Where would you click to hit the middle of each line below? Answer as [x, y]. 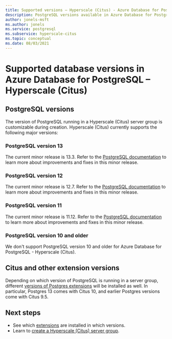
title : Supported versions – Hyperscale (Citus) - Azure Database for [82, 10]
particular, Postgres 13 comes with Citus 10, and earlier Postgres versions [83, 291]
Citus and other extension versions [62, 268]
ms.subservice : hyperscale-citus [41, 34]
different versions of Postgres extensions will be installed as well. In [77, 286]
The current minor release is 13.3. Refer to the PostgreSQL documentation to [86, 157]
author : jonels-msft [27, 19]
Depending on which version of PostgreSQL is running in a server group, [82, 280]
